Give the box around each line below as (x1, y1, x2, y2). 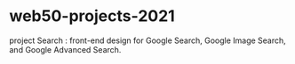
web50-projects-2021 (9, 6, 175, 26)
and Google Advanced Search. (9, 44, 122, 54)
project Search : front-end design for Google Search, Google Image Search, (9, 35, 286, 46)
